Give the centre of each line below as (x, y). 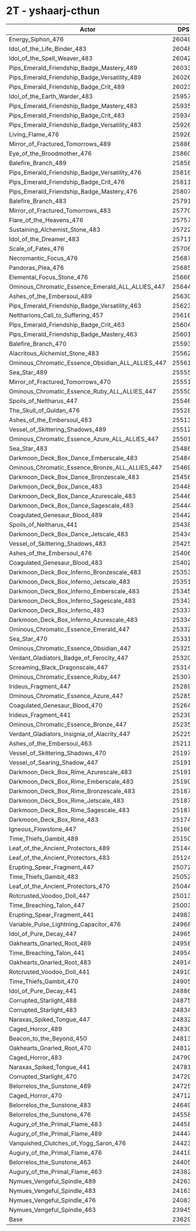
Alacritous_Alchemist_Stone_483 (54, 353)
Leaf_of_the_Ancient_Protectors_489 (60, 848)
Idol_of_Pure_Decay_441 (43, 991)
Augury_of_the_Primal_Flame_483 (55, 1124)
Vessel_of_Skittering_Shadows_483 (58, 543)
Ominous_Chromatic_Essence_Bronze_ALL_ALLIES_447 (85, 467)
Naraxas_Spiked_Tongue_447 (50, 1019)
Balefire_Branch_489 (38, 163)
